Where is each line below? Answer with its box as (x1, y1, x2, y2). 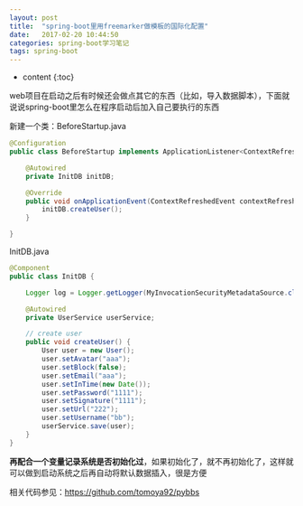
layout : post (9, 13, 59, 23)
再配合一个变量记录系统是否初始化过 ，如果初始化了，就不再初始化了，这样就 (9, 455, 294, 466)
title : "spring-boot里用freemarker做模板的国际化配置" (9, 22, 209, 31)
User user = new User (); (41, 346, 135, 355)
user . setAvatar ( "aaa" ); (41, 354, 131, 363)
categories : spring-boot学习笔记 (9, 38, 130, 48)
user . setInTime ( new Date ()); (41, 379, 151, 389)
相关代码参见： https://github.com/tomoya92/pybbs (9, 486, 200, 497)
